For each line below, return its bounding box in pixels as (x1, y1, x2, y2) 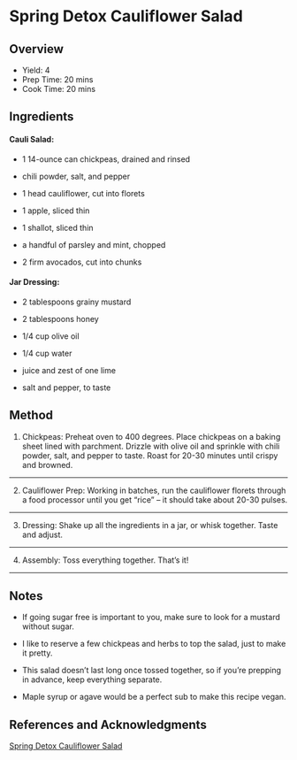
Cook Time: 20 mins (21, 84, 95, 94)
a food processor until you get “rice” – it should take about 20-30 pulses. (21, 494, 288, 505)
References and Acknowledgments (9, 717, 208, 732)
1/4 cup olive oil (21, 330, 80, 342)
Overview (9, 42, 65, 57)
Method (9, 408, 54, 423)
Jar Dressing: (9, 277, 60, 288)
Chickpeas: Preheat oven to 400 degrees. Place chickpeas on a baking (21, 431, 281, 441)
